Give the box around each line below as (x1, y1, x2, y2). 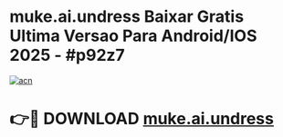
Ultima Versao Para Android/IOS (9, 25, 257, 46)
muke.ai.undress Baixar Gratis (9, 6, 245, 27)
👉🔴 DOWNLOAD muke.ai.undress (9, 109, 274, 129)
